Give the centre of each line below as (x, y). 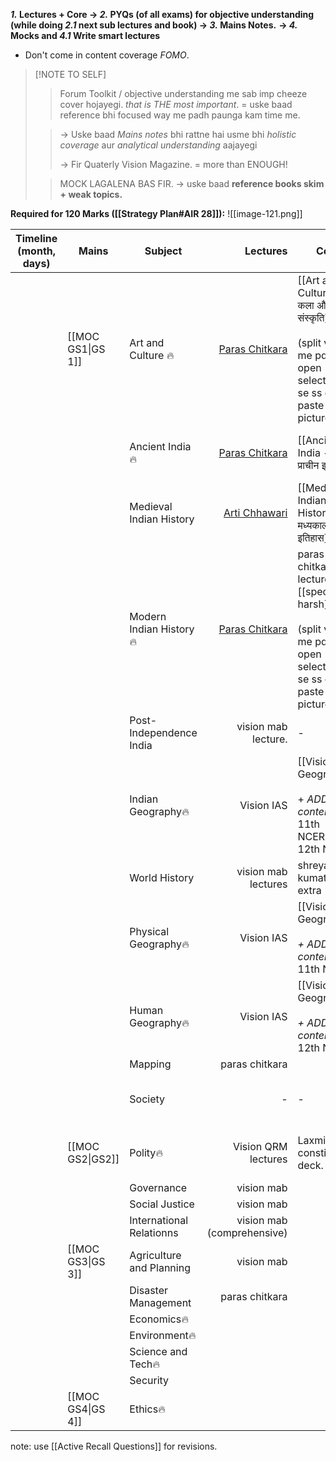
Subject (163, 251)
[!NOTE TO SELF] (70, 74)
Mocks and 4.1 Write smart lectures (85, 35)
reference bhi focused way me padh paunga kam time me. (180, 115)
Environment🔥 (163, 1335)
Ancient (147, 446)
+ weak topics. (91, 194)
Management (160, 1302)
